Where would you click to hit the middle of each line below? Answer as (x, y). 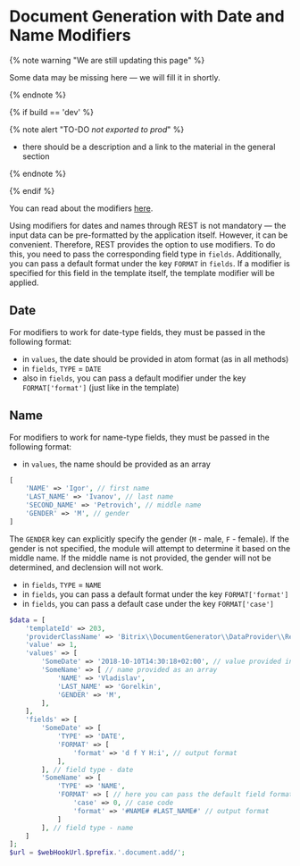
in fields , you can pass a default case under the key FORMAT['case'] (148, 603)
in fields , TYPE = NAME (62, 584)
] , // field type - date (87, 769)
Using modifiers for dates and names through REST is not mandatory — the (148, 225)
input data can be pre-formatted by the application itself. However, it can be (149, 235)
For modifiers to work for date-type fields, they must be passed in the (137, 332)
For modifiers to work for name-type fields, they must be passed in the (139, 437)
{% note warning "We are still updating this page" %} (107, 60)
